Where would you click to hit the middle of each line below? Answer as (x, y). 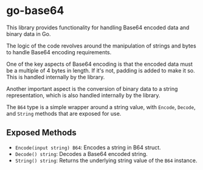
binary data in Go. (29, 34)
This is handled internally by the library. (56, 77)
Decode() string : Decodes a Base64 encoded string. (81, 154)
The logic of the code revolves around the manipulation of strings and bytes (101, 46)
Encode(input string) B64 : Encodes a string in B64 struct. (88, 147)
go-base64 (35, 11)
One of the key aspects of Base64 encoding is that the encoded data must (100, 64)
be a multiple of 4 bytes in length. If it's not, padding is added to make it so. (101, 70)
